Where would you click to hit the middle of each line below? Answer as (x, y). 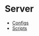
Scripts (19, 28)
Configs (20, 23)
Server (19, 9)
